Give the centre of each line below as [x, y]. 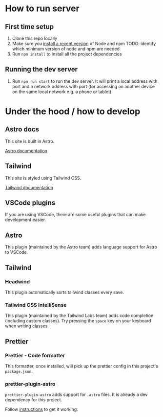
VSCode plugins [30, 203]
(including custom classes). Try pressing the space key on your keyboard [78, 321]
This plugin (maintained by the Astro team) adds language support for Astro [81, 247]
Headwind [18, 281]
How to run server [42, 9]
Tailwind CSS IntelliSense [36, 305]
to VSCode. [17, 252]
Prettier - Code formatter [35, 355]
